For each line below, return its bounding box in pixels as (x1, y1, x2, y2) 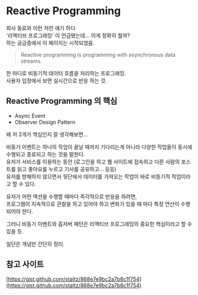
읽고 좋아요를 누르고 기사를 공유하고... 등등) (17, 165, 117, 172)
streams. (20, 57, 43, 65)
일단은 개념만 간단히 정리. (6, 240, 65, 247)
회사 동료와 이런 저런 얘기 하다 (6, 24, 76, 31)
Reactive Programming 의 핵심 (6, 96, 118, 106)
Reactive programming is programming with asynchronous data (20, 51, 176, 58)
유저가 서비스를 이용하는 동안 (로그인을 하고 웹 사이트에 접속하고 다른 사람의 (6, 158, 180, 165)
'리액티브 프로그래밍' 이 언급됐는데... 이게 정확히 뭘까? (6, 31, 130, 39)
